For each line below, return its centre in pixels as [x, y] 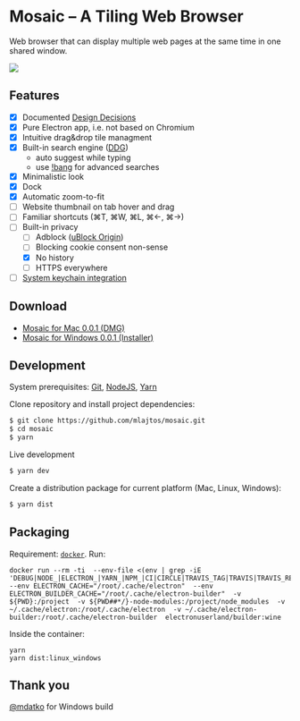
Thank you [39, 685]
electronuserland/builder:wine [223, 617]
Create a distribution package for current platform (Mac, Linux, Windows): [145, 488]
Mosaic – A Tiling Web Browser [126, 17]
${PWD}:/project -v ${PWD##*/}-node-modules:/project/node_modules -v [147, 601]
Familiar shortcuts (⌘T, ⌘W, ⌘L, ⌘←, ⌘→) [103, 217]
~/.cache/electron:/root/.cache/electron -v [95, 609]
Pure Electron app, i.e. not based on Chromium [108, 127]
